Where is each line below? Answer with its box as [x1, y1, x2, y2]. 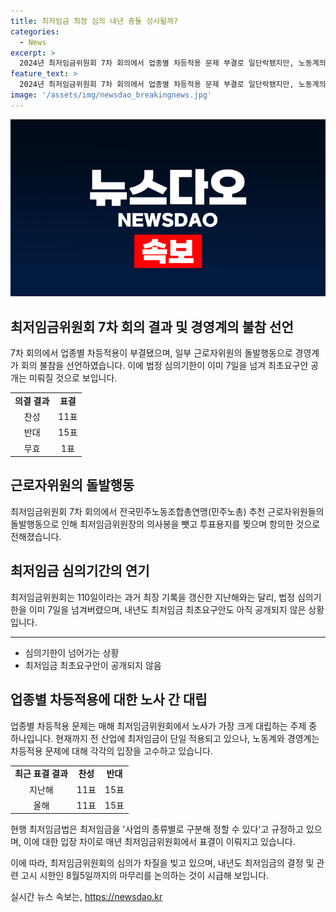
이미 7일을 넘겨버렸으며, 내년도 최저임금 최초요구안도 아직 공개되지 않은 [28, 603, 307, 615]
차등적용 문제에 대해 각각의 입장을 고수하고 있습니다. [10, 745, 213, 757]
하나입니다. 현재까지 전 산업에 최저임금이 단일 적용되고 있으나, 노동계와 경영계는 [10, 732, 320, 744]
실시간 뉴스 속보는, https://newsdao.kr [10, 891, 163, 903]
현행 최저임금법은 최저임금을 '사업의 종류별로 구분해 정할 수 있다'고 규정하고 [10, 823, 304, 835]
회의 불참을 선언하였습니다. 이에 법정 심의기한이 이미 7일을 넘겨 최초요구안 [20, 360, 309, 372]
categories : [10, 26, 60, 37]
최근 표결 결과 [14, 768, 68, 780]
